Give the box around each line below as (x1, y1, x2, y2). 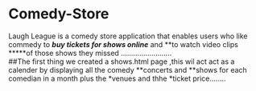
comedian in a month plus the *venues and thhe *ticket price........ (8, 73, 227, 83)
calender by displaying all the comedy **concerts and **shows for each (8, 65, 247, 74)
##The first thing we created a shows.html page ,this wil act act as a (8, 57, 235, 66)
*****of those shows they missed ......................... (8, 48, 172, 57)
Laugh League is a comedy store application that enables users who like (8, 31, 248, 41)
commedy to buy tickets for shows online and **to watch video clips (8, 39, 239, 49)
